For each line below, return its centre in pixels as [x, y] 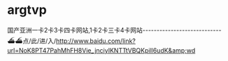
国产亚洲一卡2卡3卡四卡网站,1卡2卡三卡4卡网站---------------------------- [114, 30]
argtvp [27, 10]
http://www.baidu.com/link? [96, 41]
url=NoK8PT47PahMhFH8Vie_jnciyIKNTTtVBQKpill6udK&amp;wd [101, 50]
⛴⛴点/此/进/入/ [32, 41]
